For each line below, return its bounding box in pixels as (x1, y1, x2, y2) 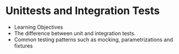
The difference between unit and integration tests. (14, 29, 136, 36)
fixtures (14, 42, 33, 49)
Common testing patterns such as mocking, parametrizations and (14, 36, 173, 43)
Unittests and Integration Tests (5, 4, 160, 18)
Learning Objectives (14, 23, 63, 31)
